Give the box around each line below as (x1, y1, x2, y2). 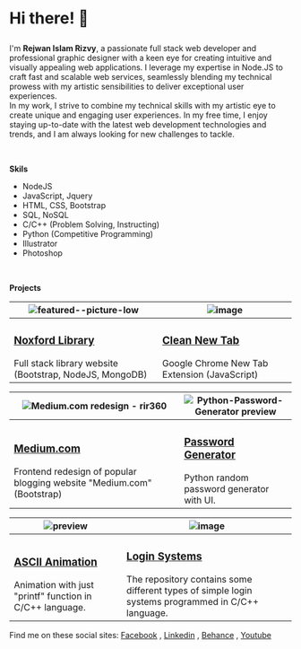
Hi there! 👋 (9, 8, 90, 29)
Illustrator (21, 238, 58, 250)
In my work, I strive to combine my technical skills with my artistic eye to (9, 101, 276, 111)
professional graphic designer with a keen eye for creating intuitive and (9, 53, 272, 64)
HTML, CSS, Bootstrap (21, 200, 106, 211)
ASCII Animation (13, 556, 98, 569)
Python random (183, 471, 249, 484)
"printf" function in (13, 590, 92, 602)
